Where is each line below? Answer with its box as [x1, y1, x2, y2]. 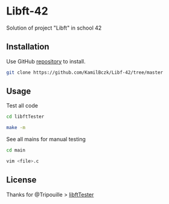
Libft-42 [6, 4, 48, 18]
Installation [6, 42, 49, 52]
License [6, 175, 37, 185]
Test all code [6, 102, 38, 109]
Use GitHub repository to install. [6, 57, 86, 65]
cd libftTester [6, 113, 45, 120]
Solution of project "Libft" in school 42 [6, 24, 102, 31]
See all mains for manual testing [6, 136, 86, 143]
